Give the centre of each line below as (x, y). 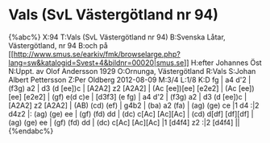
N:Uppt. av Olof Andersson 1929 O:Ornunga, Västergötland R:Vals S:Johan (132, 71)
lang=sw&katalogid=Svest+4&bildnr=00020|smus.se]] (99, 63)
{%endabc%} (31, 131)
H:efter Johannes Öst (226, 63)
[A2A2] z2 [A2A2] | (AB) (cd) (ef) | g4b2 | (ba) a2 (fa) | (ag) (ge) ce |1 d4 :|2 (134, 105)
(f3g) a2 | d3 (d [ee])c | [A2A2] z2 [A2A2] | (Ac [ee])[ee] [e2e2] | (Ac (123, 88)
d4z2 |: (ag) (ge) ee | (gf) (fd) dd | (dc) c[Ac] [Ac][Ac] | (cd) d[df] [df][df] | (131, 113)
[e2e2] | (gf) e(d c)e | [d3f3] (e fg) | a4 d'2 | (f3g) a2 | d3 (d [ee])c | (135, 96)
